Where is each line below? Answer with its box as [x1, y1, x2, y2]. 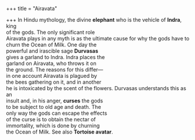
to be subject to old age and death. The [6, 104, 101, 110]
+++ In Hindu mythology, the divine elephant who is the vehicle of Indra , [6, 16, 182, 23]
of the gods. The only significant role [6, 29, 95, 36]
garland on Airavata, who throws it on [6, 60, 97, 67]
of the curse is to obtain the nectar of [6, 116, 96, 122]
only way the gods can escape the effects [6, 110, 107, 117]
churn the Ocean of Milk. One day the [6, 41, 97, 48]
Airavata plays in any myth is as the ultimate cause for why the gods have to [6, 35, 190, 42]
